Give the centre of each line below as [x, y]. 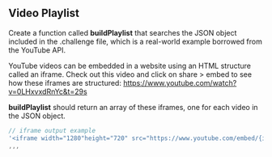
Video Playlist [44, 13]
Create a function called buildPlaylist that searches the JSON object [123, 32]
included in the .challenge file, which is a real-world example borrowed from [136, 41]
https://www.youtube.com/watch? [180, 83]
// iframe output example [52, 130]
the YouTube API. [37, 50]
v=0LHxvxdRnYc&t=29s [48, 91]
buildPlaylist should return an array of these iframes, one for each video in [133, 107]
